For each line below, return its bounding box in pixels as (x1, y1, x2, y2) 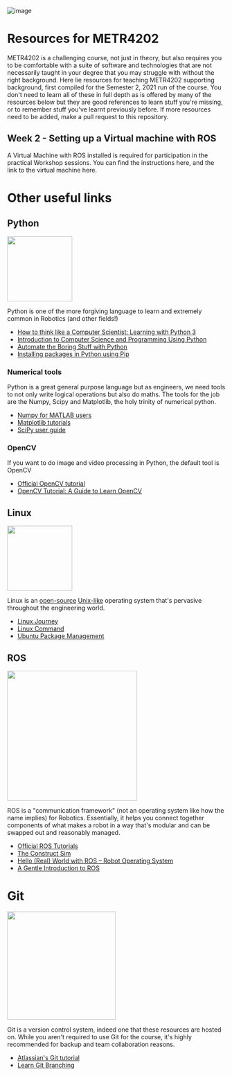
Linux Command (17, 624, 64, 633)
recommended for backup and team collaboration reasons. (7, 1040, 175, 1048)
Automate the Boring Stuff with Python (17, 342, 128, 351)
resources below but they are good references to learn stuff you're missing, (7, 98, 223, 106)
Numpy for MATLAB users (17, 411, 92, 419)
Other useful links (7, 190, 112, 206)
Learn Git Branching (17, 1061, 75, 1069)
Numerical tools (7, 367, 62, 377)
